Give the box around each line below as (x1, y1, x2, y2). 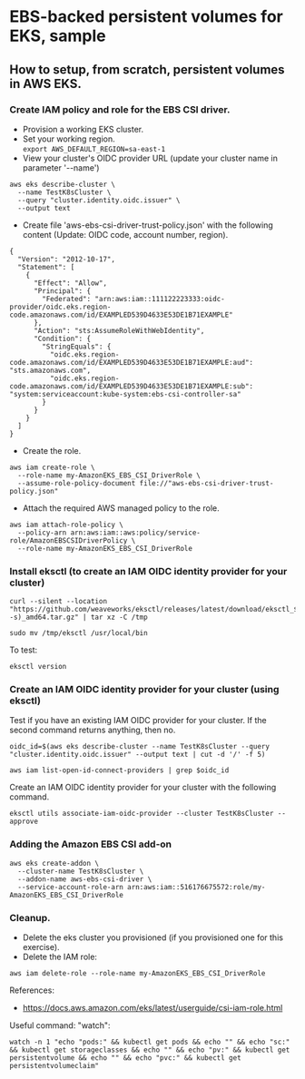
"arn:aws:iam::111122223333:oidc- (94, 294, 225, 303)
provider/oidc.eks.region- (9, 302, 112, 311)
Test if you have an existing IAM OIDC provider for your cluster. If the (9, 715, 267, 726)
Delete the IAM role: (22, 951, 98, 963)
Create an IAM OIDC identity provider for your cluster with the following (9, 782, 277, 793)
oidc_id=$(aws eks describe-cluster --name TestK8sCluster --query (9, 742, 271, 751)
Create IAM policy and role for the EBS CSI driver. (9, 103, 231, 115)
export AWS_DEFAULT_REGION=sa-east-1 (22, 144, 166, 153)
